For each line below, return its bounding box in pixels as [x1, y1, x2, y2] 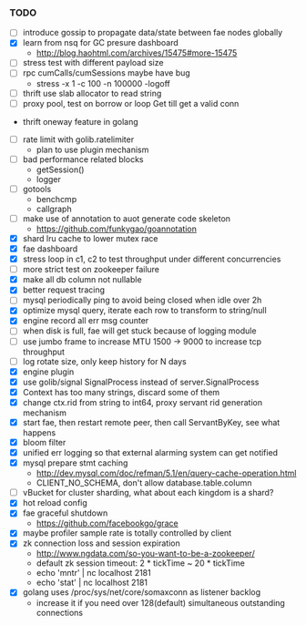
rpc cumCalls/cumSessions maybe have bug [22, 67, 191, 78]
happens [22, 426, 56, 438]
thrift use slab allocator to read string [22, 87, 162, 98]
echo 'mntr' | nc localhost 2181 [36, 568, 152, 579]
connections [36, 607, 84, 618]
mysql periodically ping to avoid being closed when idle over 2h [22, 294, 262, 306]
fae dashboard [22, 243, 78, 254]
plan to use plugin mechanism [36, 144, 149, 155]
